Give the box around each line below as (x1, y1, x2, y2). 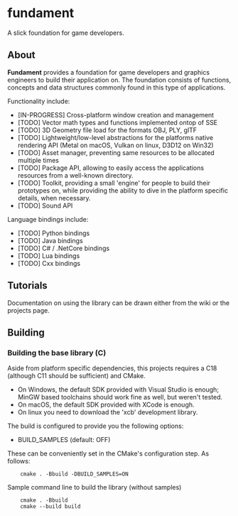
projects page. (7, 306, 50, 314)
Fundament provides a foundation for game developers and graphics (7, 68, 210, 76)
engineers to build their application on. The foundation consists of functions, (7, 75, 232, 84)
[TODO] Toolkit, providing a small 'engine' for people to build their (17, 178, 211, 187)
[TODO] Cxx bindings (17, 259, 80, 267)
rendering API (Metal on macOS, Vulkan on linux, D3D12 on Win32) (17, 141, 215, 149)
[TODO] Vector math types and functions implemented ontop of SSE (17, 118, 218, 127)
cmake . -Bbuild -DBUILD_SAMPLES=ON (20, 471, 129, 478)
